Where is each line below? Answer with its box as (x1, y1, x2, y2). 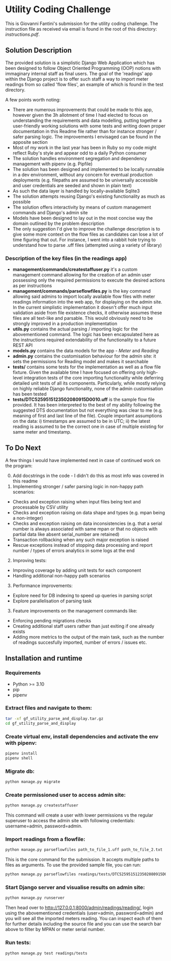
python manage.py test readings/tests (5, 950, 88, 956)
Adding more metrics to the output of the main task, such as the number (12, 634, 164, 640)
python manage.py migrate (5, 779, 60, 784)
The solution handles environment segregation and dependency (12, 155, 147, 161)
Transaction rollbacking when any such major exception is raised (12, 537, 149, 543)
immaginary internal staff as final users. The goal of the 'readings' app (5, 70, 153, 77)
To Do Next (5, 444, 41, 452)
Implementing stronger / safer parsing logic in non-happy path (12, 483, 144, 489)
